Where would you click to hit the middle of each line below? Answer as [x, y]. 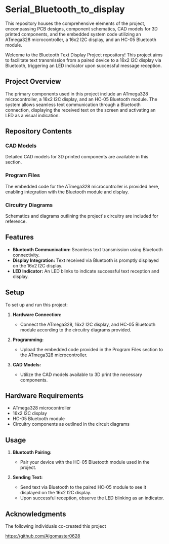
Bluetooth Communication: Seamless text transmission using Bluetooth [88, 249]
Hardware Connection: [37, 314]
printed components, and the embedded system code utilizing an [73, 34]
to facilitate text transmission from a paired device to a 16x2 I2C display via [83, 60]
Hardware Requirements [45, 396]
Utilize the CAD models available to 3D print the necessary [81, 375]
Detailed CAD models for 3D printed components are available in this [77, 157]
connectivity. [26, 255]
